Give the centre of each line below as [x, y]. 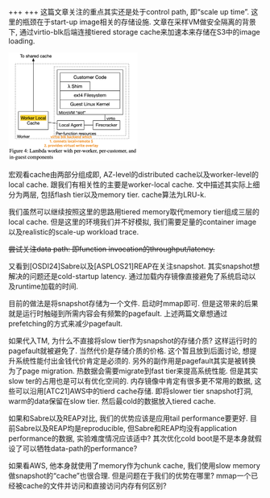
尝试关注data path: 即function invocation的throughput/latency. [112, 249]
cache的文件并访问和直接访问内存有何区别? [94, 485]
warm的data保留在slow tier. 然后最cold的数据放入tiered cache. [112, 400]
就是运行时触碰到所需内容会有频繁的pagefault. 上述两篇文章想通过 [118, 313]
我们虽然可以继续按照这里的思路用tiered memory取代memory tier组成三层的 [134, 211]
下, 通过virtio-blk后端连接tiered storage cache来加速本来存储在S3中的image [134, 32]
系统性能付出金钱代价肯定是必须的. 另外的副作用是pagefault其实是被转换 [135, 360]
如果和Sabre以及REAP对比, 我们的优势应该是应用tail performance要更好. [128, 418]
